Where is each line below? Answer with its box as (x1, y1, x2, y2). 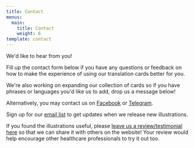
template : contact (6, 36, 52, 42)
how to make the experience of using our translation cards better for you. (6, 70, 185, 77)
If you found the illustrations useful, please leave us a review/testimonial (6, 123, 183, 129)
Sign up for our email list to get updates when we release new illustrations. (6, 111, 189, 118)
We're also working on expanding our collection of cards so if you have (6, 82, 180, 89)
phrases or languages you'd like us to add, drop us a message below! (6, 88, 176, 95)
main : (11, 20, 26, 25)
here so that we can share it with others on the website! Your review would (6, 128, 189, 136)
